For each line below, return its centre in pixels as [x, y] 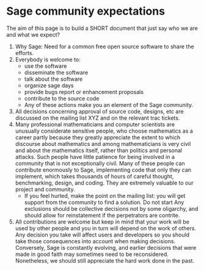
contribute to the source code [62, 98]
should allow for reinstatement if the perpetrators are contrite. [102, 215]
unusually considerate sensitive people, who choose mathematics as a [104, 131]
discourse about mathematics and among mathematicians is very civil [103, 144]
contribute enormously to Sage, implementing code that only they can [103, 170]
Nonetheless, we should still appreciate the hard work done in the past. [104, 260]
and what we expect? [33, 34]
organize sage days [49, 85]
